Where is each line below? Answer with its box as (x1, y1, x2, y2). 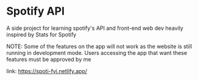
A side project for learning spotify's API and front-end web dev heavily (6, 24, 184, 32)
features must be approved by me (6, 55, 91, 63)
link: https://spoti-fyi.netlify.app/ (6, 67, 87, 74)
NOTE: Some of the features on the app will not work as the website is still (6, 43, 193, 50)
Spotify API (6, 4, 65, 18)
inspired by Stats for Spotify (6, 30, 77, 38)
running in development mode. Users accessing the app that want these (6, 49, 188, 56)
